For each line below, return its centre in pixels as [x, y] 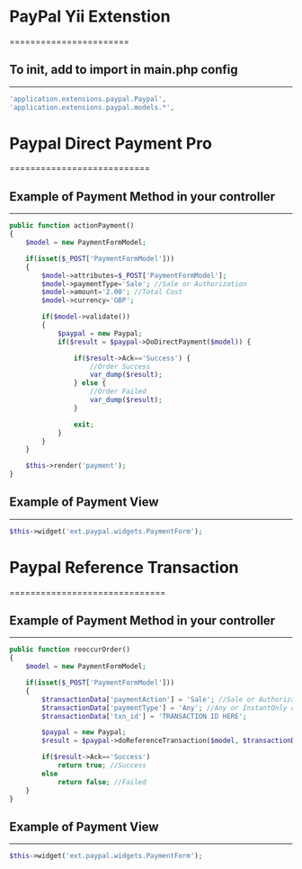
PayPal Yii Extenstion [90, 17]
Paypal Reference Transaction [124, 567]
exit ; [84, 425]
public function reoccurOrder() [70, 650]
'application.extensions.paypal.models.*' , [92, 107]
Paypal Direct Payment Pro [111, 143]
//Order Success [120, 366]
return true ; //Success [102, 766]
